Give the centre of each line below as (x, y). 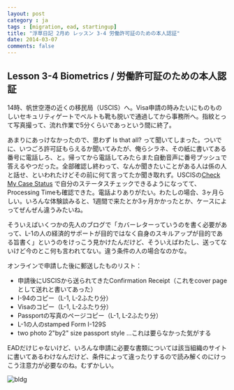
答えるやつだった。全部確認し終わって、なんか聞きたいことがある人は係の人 (117, 166)
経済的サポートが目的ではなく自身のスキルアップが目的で (134, 233)
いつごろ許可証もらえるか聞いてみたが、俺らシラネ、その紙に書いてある (123, 148)
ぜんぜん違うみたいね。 (53, 210)
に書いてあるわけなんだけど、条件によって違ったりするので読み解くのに (111, 356)
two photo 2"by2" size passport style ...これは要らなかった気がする (114, 333)
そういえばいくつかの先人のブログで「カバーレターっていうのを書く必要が (114, 224)
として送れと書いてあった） (57, 289)
